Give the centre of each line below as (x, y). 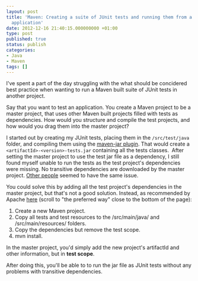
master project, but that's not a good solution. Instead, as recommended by (98, 193)
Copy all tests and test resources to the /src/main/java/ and (87, 217)
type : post (20, 34)
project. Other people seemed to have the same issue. (72, 176)
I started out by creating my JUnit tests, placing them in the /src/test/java (98, 138)
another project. (26, 96)
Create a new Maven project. (50, 211)
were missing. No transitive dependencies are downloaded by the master (95, 169)
